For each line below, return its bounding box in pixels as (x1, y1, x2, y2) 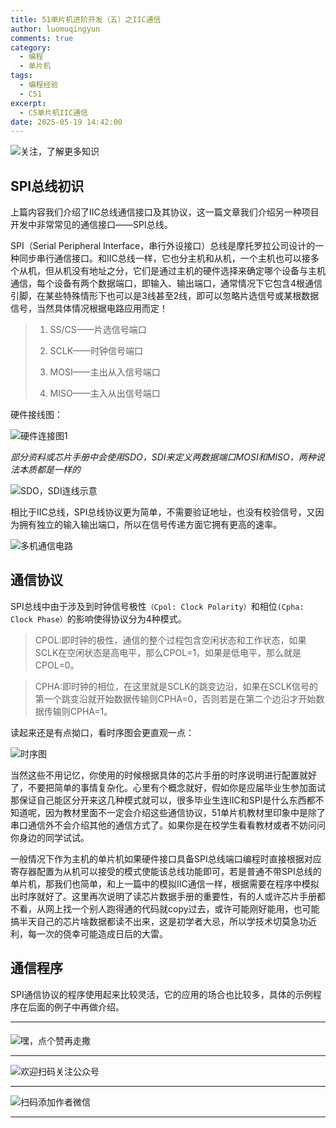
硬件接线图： (10, 409, 63, 421)
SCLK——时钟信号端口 (49, 345, 144, 357)
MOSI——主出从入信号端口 (49, 366, 161, 378)
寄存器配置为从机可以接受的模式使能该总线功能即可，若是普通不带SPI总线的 (10, 865, 322, 877)
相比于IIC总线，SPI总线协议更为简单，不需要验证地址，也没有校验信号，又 (10, 506, 316, 518)
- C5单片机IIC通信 (19, 107, 88, 118)
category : (10, 42, 52, 53)
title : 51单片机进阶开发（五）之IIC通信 (10, 14, 162, 25)
